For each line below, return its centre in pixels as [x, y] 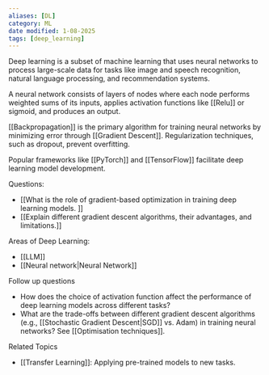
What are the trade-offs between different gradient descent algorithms [138, 314]
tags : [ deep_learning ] [46, 38]
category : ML [30, 23]
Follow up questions [42, 281]
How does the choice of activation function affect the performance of [136, 297]
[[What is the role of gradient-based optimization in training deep [128, 200]
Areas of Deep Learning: [49, 241]
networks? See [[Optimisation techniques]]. [92, 331]
